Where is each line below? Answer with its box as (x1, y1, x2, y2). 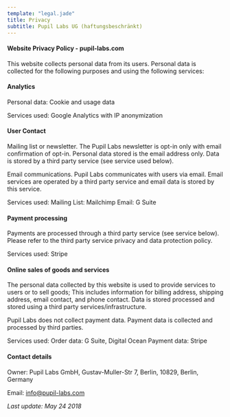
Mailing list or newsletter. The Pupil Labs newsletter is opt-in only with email (7, 142, 222, 150)
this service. (7, 184, 43, 193)
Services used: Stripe (7, 250, 68, 258)
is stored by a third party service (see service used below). (7, 156, 174, 165)
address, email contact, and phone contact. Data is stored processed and (7, 295, 215, 303)
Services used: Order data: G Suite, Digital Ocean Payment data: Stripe (7, 336, 208, 345)
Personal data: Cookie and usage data (7, 98, 115, 106)
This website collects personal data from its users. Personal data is (7, 59, 197, 67)
